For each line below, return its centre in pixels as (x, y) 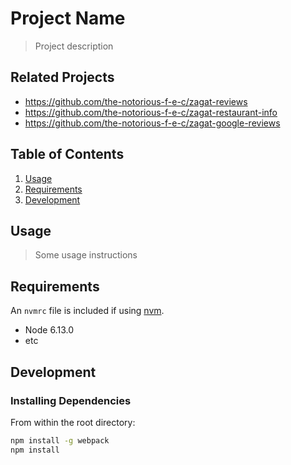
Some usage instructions (86, 255)
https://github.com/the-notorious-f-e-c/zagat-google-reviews (152, 123)
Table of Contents (67, 154)
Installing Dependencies (71, 400)
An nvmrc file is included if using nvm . (87, 311)
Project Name (68, 18)
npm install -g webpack (60, 440)
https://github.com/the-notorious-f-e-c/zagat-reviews (136, 101)
